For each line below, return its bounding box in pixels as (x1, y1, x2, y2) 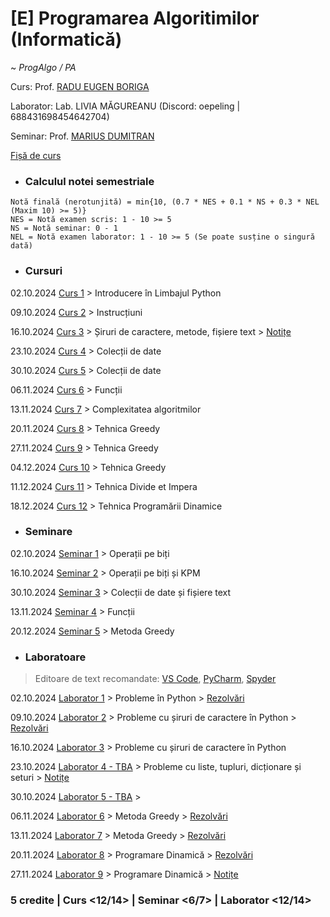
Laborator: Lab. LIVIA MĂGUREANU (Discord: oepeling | (10, 100, 241, 112)
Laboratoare (24, 650, 87, 664)
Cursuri (24, 264, 63, 278)
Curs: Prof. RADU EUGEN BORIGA (10, 80, 150, 92)
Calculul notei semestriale (24, 174, 155, 188)
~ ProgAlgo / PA (10, 61, 77, 73)
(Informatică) (10, 28, 123, 51)
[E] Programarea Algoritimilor (10, 7, 260, 30)
